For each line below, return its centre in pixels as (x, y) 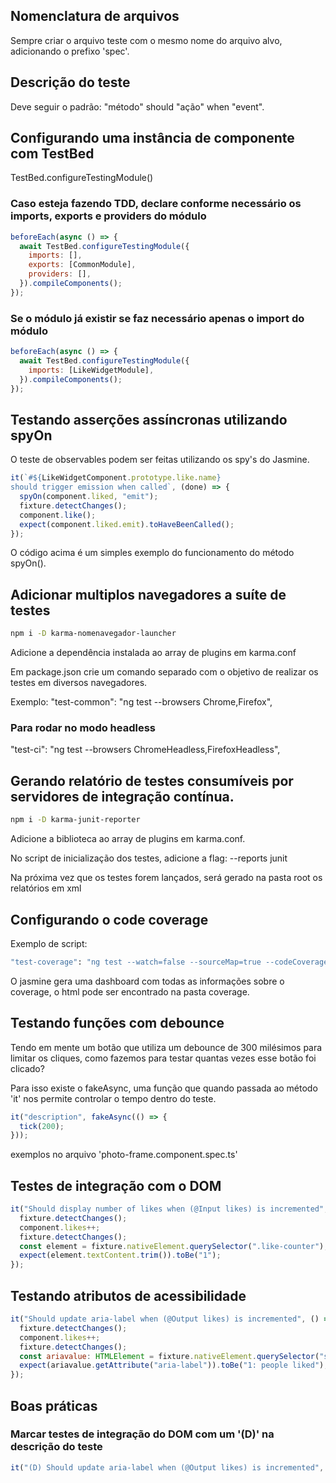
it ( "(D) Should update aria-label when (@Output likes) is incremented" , (167, 1467)
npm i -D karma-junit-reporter (75, 820)
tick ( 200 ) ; (42, 1126)
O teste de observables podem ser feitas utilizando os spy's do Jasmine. (160, 460)
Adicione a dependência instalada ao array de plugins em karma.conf (153, 653)
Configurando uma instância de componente (152, 138)
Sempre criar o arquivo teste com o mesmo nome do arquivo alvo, (146, 40)
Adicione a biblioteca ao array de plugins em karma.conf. (128, 839)
